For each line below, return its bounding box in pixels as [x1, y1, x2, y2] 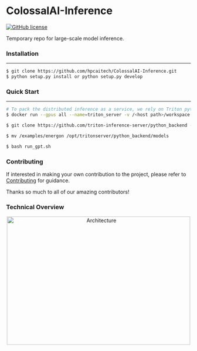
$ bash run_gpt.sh [6, 144, 51, 149]
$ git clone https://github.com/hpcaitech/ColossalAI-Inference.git [6, 69, 177, 74]
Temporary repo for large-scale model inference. [6, 35, 124, 42]
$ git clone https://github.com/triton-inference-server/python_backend [6, 122, 188, 128]
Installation [6, 49, 39, 57]
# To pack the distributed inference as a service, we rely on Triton [6, 107, 182, 113]
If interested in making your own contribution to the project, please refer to [6, 171, 186, 178]
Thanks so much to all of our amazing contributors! [6, 188, 130, 195]
